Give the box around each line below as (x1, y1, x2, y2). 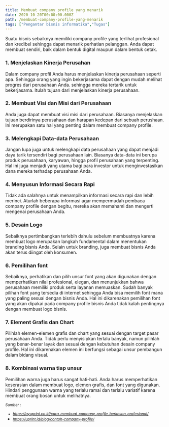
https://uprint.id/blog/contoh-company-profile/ (12, 416, 95, 422)
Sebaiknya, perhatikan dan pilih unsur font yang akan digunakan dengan (5, 274, 157, 280)
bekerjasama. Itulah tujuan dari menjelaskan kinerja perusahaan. (5, 87, 140, 93)
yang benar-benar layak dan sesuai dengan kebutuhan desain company (5, 341, 155, 347)
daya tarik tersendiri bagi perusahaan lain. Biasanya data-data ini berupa (5, 152, 157, 158)
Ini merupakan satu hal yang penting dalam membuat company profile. (5, 122, 153, 128)
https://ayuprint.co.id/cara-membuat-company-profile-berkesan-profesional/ (12, 411, 149, 416)
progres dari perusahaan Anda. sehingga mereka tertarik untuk (5, 82, 137, 88)
